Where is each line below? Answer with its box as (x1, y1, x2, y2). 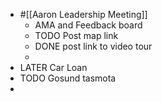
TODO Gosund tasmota (19, 72, 117, 84)
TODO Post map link (34, 30, 119, 41)
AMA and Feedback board (34, 19, 143, 31)
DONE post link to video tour (34, 40, 153, 52)
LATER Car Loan (19, 62, 88, 73)
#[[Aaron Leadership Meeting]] (19, 9, 148, 20)
